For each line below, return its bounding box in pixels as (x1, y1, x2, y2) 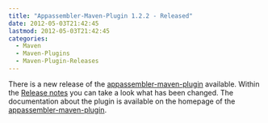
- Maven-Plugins (15, 49, 70, 57)
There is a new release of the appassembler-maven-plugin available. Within (8, 78, 260, 89)
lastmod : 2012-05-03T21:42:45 (8, 27, 111, 35)
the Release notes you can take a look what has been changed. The (8, 87, 234, 97)
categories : (8, 34, 48, 43)
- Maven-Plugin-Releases (15, 57, 99, 66)
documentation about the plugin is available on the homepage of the (8, 96, 236, 106)
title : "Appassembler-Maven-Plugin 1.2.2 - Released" (8, 11, 194, 20)
